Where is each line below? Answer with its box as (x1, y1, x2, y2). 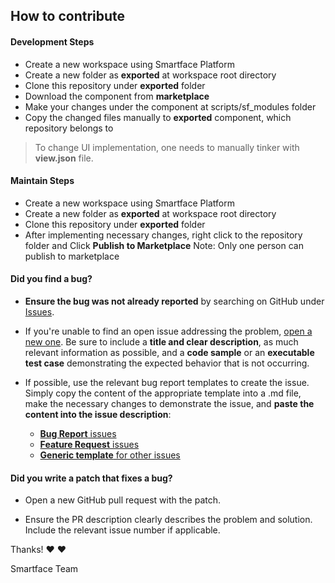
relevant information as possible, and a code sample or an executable (24, 347, 315, 358)
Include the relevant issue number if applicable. (24, 524, 221, 536)
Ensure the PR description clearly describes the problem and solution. (24, 514, 313, 526)
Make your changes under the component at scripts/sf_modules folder (24, 100, 317, 113)
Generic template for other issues (39, 449, 181, 461)
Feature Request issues (39, 439, 140, 450)
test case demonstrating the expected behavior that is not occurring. (24, 357, 310, 369)
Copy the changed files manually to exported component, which (24, 111, 292, 123)
